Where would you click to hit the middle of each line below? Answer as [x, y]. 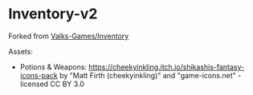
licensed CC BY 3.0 [52, 84]
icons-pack [39, 75]
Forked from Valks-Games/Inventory [69, 36]
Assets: [21, 51]
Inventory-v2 [53, 14]
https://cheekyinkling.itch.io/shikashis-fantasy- [166, 67]
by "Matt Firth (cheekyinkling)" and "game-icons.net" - [150, 75]
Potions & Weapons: [53, 67]
